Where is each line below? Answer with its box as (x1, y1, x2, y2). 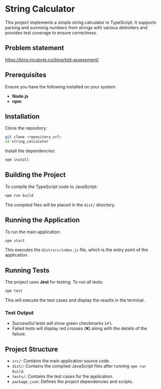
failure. (12, 331, 26, 337)
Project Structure (5, 345, 58, 353)
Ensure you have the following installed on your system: (5, 84, 116, 89)
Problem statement (5, 44, 64, 52)
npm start (5, 238, 25, 243)
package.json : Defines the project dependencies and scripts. (12, 379, 133, 385)
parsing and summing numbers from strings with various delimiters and (5, 24, 148, 30)
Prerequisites (5, 71, 47, 79)
